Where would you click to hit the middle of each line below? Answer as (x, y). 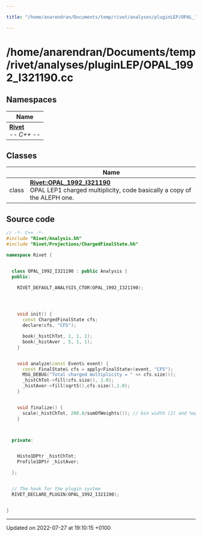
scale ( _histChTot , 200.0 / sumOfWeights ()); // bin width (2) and (104, 413)
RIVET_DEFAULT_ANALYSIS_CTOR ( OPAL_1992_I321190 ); (81, 287)
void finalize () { (40, 407)
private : (23, 440)
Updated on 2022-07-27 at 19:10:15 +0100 (59, 527)
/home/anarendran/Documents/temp (101, 52)
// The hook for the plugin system (56, 489)
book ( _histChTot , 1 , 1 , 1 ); (57, 336)
